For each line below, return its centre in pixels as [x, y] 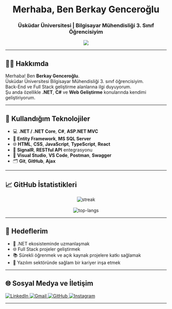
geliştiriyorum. [20, 98]
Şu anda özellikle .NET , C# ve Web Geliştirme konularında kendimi [76, 92]
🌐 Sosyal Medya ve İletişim [49, 284]
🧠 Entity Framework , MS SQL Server [52, 139]
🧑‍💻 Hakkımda [27, 63]
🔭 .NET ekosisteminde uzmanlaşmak [51, 243]
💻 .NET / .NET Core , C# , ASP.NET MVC [55, 131]
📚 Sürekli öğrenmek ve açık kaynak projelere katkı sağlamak [77, 255]
